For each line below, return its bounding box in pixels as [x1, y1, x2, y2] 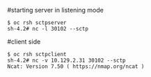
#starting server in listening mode [7, 6, 104, 14]
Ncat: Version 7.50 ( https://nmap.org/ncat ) [7, 63, 145, 70]
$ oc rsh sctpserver [7, 19, 67, 26]
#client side [7, 37, 41, 46]
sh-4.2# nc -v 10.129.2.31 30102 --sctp [7, 57, 127, 64]
